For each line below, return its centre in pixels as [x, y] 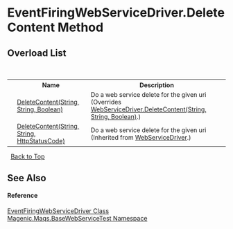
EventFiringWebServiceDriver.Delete [116, 13]
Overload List [37, 53]
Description [157, 85]
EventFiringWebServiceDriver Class [58, 211]
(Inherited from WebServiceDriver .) [141, 137]
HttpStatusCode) [41, 141]
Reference [23, 196]
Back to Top [27, 156]
